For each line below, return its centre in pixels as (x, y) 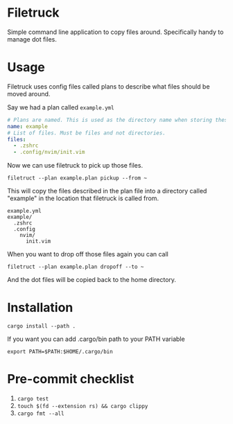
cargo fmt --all (41, 414)
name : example (28, 126)
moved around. (29, 94)
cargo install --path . (42, 326)
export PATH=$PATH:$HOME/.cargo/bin (60, 352)
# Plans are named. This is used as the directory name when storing (110, 120)
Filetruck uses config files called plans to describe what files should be (109, 86)
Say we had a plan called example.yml (61, 107)
